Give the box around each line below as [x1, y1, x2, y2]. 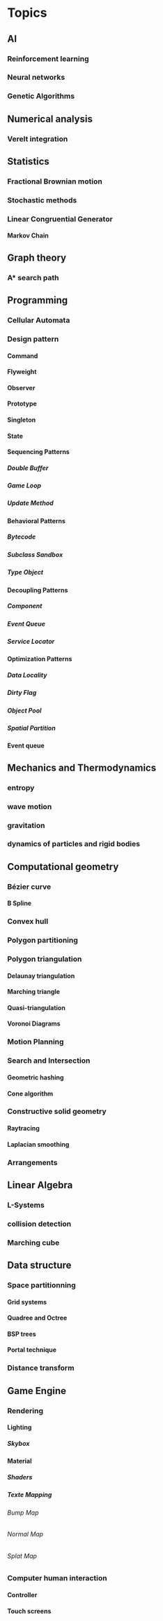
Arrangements [7, 1157, 58, 1167]
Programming [7, 294, 68, 306]
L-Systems [7, 1200, 45, 1210]
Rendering [7, 1406, 44, 1416]
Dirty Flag [7, 689, 37, 697]
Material [7, 1457, 32, 1465]
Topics [7, 5, 47, 21]
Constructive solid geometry [7, 1107, 107, 1117]
